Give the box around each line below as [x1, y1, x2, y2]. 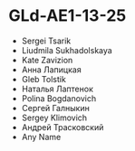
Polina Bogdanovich [21, 92, 97, 104]
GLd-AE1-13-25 [8, 5, 127, 26]
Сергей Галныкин [21, 102, 90, 113]
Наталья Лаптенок [21, 83, 94, 94]
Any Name [21, 131, 62, 142]
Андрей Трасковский [21, 121, 104, 132]
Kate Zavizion [21, 54, 73, 65]
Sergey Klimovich [21, 112, 88, 123]
